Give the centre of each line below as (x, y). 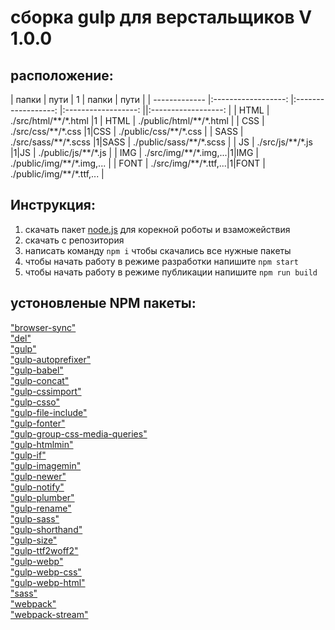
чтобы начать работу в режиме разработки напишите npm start (161, 261)
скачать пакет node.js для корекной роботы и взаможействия (157, 229)
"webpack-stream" (49, 614)
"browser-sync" (43, 327)
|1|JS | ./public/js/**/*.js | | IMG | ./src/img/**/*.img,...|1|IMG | (135, 152)
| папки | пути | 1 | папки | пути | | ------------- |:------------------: (149, 99)
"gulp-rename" (41, 508)
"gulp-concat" (40, 380)
